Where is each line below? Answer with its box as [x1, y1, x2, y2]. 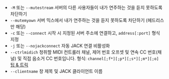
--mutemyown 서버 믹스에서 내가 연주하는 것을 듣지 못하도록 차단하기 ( [10, 17, 148, 23]
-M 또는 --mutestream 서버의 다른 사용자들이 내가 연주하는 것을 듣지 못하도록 [10, 5, 163, 10]
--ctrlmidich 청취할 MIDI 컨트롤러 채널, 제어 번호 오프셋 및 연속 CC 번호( [10, 49, 158, 55]
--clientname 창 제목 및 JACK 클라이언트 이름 [10, 68, 103, 74]
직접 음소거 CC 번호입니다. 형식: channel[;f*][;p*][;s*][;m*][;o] [23, 56, 159, 61]
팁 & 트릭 [10, 62, 29, 68]
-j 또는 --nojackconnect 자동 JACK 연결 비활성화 [10, 43, 110, 48]
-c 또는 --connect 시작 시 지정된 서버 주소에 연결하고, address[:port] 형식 [10, 30, 160, 36]
